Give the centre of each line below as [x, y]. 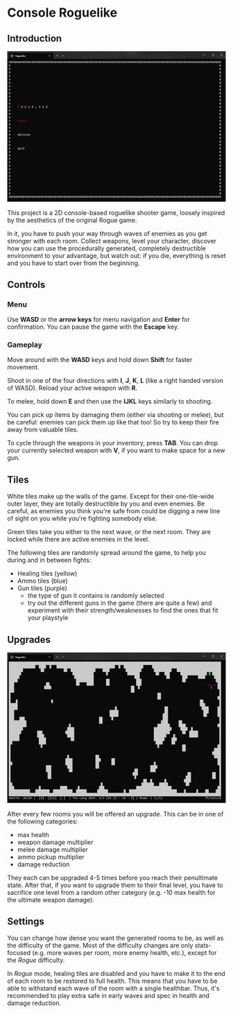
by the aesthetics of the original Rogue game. [72, 220]
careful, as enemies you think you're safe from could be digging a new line [114, 511]
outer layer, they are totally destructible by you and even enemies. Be [106, 504]
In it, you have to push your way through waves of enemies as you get [107, 233]
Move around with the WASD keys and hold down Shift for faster [100, 360]
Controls [26, 285]
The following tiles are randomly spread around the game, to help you [107, 553]
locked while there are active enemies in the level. [78, 540]
